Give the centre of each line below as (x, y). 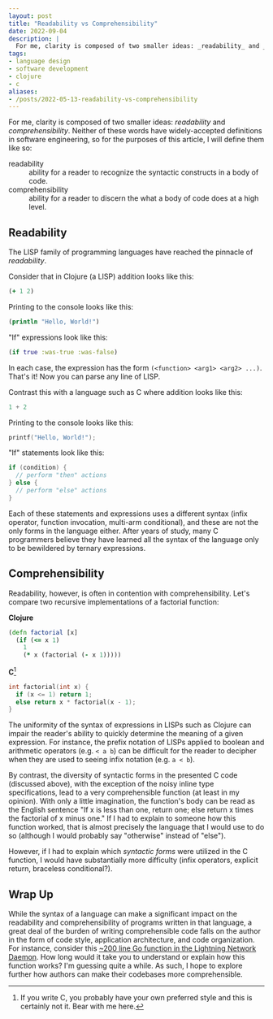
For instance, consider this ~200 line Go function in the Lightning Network (132, 948)
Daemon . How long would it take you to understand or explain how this (127, 957)
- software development (49, 69)
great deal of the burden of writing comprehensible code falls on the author (135, 931)
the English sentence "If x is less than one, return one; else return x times (131, 810)
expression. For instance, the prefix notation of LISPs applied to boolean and (136, 742)
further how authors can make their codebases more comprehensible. (126, 974)
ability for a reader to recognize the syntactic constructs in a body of (144, 172)
